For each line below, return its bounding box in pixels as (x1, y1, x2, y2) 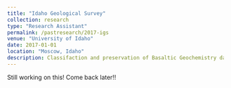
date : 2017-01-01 (7, 42, 57, 48)
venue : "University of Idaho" (7, 35, 94, 42)
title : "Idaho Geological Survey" (7, 10, 107, 17)
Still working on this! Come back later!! (7, 73, 117, 81)
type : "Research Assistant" (7, 23, 88, 29)
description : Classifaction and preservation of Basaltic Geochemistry (7, 55, 217, 61)
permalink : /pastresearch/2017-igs (7, 29, 109, 36)
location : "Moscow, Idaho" (7, 48, 85, 55)
